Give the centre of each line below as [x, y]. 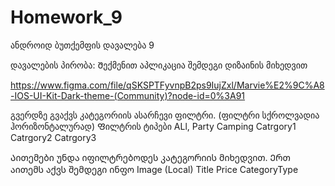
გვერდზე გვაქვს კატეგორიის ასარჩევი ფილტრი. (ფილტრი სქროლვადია [165, 115]
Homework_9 [66, 17]
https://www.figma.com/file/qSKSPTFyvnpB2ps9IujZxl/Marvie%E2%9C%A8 [167, 85]
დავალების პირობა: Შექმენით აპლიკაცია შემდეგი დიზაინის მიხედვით [159, 65]
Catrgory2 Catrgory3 [53, 137]
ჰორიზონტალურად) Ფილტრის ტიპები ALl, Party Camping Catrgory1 [153, 126]
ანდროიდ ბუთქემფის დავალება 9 [82, 45]
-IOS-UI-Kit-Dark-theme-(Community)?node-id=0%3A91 [128, 95]
